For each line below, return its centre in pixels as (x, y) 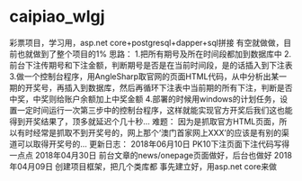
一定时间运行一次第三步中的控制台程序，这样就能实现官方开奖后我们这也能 (155, 110)
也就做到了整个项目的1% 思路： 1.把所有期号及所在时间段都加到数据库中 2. (154, 54)
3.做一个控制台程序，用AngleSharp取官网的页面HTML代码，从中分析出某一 (148, 76)
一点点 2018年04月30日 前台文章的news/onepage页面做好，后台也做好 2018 (151, 155)
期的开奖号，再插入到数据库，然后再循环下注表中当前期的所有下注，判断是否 (151, 87)
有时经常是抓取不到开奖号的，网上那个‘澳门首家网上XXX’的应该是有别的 (149, 132)
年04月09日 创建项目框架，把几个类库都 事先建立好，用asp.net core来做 (143, 166)
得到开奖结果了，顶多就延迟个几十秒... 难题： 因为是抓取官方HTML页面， (144, 121)
